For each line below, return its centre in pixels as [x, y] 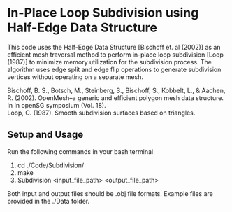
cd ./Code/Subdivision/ [51, 165]
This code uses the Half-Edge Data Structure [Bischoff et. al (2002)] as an [114, 47]
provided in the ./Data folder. [49, 201]
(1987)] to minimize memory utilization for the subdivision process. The [109, 62]
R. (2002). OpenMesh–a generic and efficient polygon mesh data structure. [115, 98]
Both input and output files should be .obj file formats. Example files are [110, 193]
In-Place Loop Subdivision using [103, 13]
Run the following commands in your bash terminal [80, 151]
